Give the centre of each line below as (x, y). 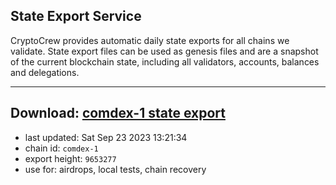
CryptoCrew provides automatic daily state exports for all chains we (150, 40)
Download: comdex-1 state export (118, 113)
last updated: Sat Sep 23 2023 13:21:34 (106, 137)
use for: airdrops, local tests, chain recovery (115, 169)
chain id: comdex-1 (61, 148)
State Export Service (76, 16)
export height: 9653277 (70, 158)
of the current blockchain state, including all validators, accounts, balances (165, 61)
